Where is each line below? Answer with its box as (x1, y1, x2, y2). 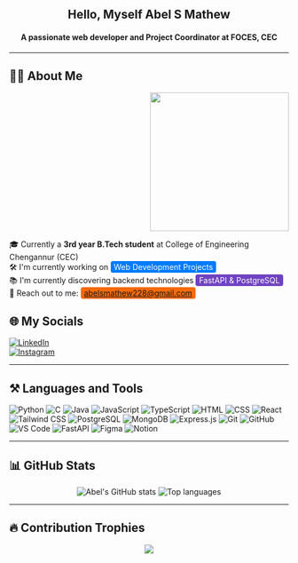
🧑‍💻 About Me (9, 68, 83, 83)
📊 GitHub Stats (9, 458, 96, 473)
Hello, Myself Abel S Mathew (67, 7, 231, 22)
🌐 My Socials (9, 313, 84, 329)
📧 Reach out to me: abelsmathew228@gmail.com (9, 288, 192, 298)
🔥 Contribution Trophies (9, 520, 145, 535)
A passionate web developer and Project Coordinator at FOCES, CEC (20, 31, 278, 43)
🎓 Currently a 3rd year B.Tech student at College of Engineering (9, 239, 250, 250)
